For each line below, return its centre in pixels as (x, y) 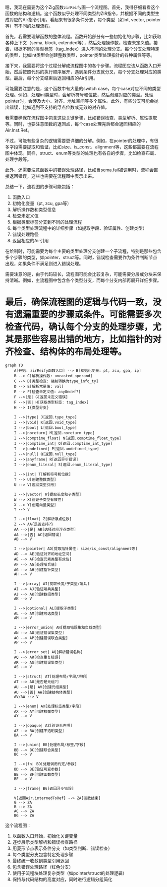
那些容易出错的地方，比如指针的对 (92, 340)
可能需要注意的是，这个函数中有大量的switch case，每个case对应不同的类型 (83, 89)
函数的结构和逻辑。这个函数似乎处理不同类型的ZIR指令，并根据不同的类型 (80, 13)
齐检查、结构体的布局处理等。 (66, 352)
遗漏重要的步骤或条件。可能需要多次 (88, 315)
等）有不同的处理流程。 (29, 26)
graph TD (14, 365)
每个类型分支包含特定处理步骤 (43, 854)
